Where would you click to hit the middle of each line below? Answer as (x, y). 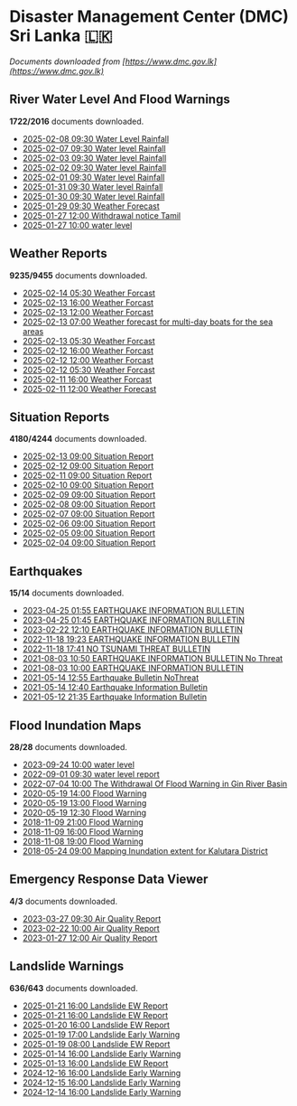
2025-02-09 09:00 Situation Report (89, 495)
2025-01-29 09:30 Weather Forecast (91, 206)
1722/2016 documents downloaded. (77, 121)
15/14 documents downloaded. (67, 593)
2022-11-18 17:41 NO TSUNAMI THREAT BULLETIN (116, 649)
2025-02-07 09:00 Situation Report (88, 514)
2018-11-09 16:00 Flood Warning (83, 832)
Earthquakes (46, 571)
